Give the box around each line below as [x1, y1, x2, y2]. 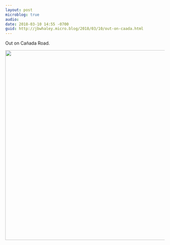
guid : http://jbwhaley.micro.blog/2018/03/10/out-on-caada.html [5, 26, 144, 31]
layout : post [5, 7, 33, 13]
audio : [5, 17, 19, 22]
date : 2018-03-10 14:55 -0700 [5, 21, 69, 27]
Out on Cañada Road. [5, 40, 50, 46]
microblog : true [5, 12, 39, 17]
